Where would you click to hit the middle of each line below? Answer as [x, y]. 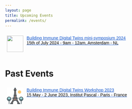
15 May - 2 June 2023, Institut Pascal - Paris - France [77, 95]
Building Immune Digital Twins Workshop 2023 [70, 90]
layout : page [18, 10]
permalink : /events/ [26, 20]
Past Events [29, 73]
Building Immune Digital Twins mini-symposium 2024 [76, 38]
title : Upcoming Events [29, 15]
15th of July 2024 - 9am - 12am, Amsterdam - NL [73, 43]
